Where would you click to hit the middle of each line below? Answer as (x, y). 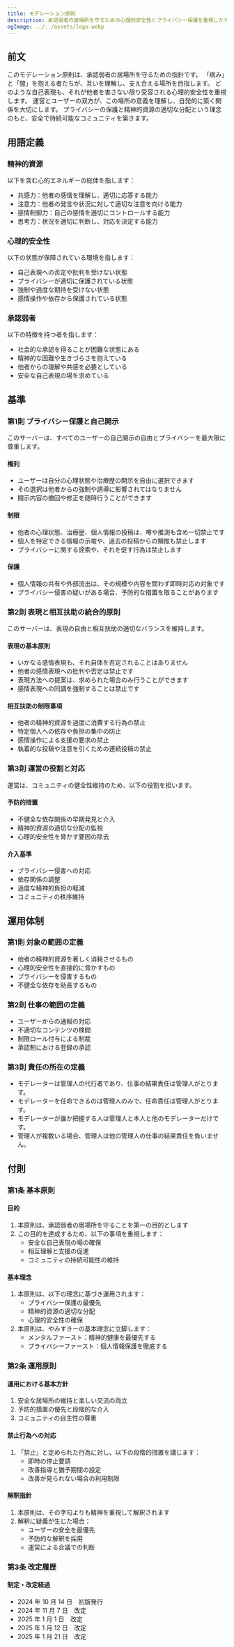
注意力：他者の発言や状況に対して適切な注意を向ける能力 (100, 203)
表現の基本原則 (29, 646)
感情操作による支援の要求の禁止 (63, 740)
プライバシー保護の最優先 (64, 1303)
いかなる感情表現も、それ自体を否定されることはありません (102, 663)
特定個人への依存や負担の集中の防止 (69, 732)
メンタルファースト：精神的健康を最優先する (92, 1338)
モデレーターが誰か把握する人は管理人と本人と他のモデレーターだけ (115, 1118)
